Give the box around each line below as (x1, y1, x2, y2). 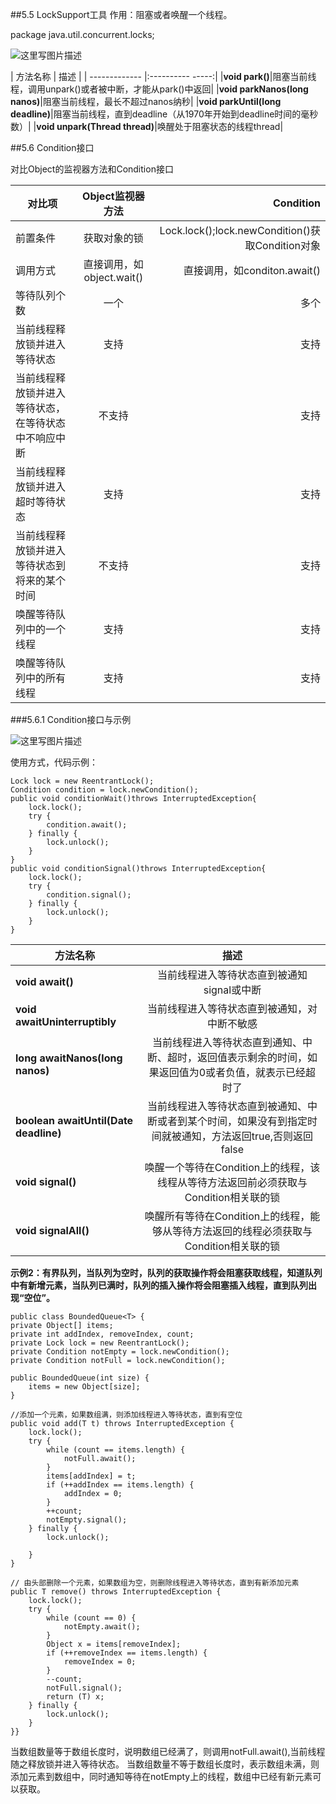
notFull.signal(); (46, 1683, 123, 1693)
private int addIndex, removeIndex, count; (10, 1329, 195, 1339)
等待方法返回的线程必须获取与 (171, 1224, 313, 1238)
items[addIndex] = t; (46, 1471, 137, 1481)
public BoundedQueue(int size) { (10, 1373, 150, 1383)
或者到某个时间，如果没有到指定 (156, 1114, 308, 1128)
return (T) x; (46, 1692, 105, 1702)
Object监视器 (82, 189, 145, 203)
